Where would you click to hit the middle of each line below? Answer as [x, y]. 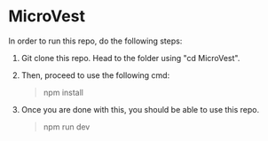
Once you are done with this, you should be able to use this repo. [140, 109]
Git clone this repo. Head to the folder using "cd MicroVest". [130, 58]
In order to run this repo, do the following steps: [95, 41]
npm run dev [67, 127]
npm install [63, 92]
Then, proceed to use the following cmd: [95, 75]
